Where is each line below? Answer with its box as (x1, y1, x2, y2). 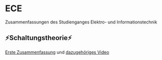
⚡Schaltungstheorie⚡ (5, 34, 72, 42)
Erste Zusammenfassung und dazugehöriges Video (5, 49, 109, 55)
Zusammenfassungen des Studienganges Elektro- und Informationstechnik (5, 19, 158, 25)
